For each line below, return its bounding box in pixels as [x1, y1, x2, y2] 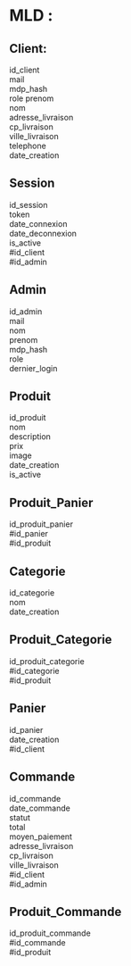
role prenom [9, 93, 54, 104]
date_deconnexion [9, 228, 78, 238]
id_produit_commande [9, 928, 91, 938]
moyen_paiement [9, 831, 73, 842]
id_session [9, 199, 48, 210]
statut [9, 812, 31, 822]
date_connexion [9, 218, 68, 229]
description [9, 431, 52, 442]
